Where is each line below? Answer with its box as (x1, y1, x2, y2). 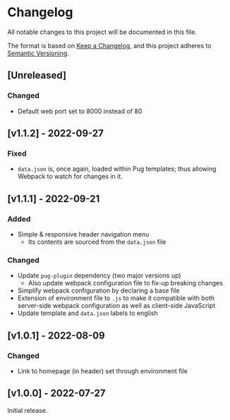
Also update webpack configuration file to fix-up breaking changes (28, 279, 224, 288)
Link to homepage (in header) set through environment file (17, 366, 188, 375)
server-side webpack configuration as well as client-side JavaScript (17, 302, 216, 310)
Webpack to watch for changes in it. (17, 172, 123, 181)
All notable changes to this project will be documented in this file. (7, 28, 198, 36)
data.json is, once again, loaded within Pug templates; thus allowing (17, 164, 217, 174)
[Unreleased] (7, 69, 67, 81)
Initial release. (7, 406, 48, 414)
